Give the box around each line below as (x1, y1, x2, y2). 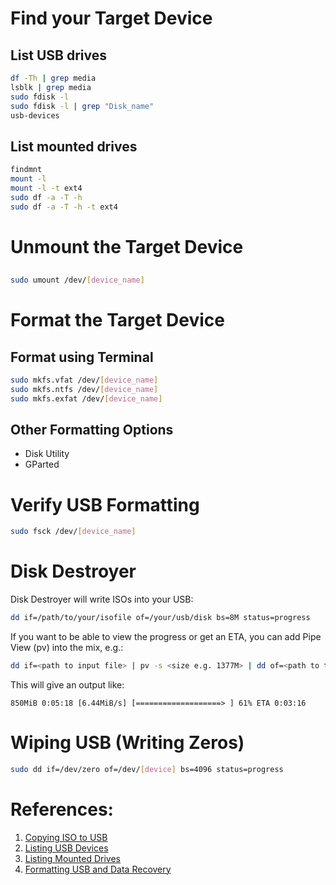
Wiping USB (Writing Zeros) (10, 732, 245, 754)
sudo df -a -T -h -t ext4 (10, 202, 118, 212)
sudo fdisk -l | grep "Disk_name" (10, 101, 155, 111)
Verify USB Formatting (10, 493, 200, 516)
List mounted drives (10, 138, 138, 155)
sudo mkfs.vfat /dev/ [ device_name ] (10, 375, 159, 386)
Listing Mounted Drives (24, 852, 122, 864)
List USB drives (10, 47, 108, 64)
